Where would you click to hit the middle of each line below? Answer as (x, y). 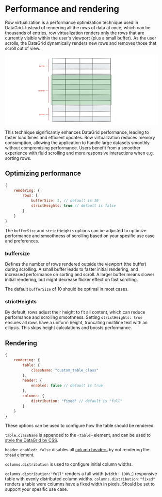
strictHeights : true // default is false (73, 206)
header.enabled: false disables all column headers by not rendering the (77, 450)
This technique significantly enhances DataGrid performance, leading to (77, 132)
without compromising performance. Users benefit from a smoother (73, 147)
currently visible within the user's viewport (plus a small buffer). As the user (81, 38)
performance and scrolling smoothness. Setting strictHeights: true (74, 317)
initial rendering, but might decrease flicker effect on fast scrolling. (72, 279)
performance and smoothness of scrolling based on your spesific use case (80, 236)
